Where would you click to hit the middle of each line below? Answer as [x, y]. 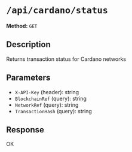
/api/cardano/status [57, 10]
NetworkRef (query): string [47, 105]
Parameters [28, 78]
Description [28, 44]
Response [25, 130]
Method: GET [22, 26]
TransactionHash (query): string [53, 111]
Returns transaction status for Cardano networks [66, 59]
